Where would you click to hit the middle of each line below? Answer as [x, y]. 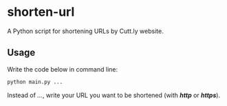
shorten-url [41, 12]
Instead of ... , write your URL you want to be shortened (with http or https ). [114, 95]
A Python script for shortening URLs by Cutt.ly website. [85, 31]
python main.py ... [35, 82]
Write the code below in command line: [63, 69]
